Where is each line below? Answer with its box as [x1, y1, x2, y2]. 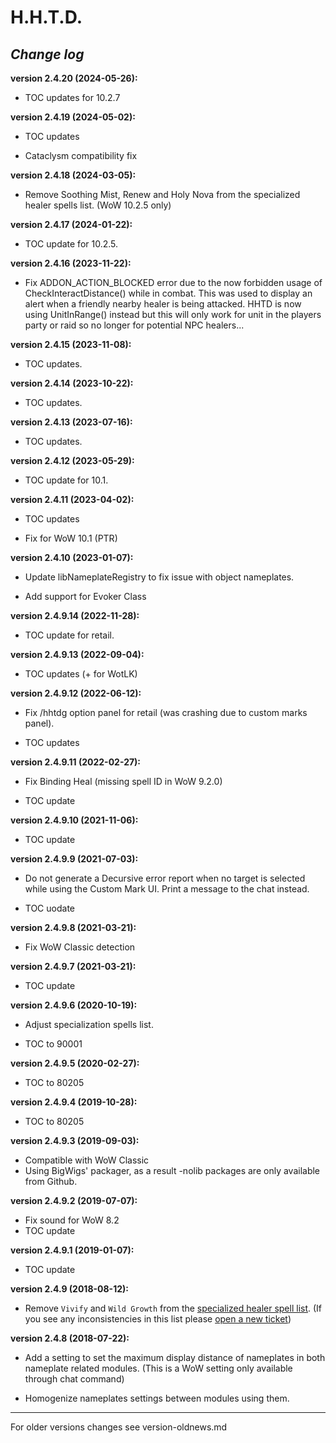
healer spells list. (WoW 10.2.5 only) [24, 199, 172, 211]
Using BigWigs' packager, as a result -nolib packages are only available [24, 1165, 321, 1176]
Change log [10, 46, 85, 63]
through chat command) [24, 1373, 125, 1385]
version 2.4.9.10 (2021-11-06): [10, 814, 139, 826]
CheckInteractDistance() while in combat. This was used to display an [24, 287, 313, 299]
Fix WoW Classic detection [24, 941, 136, 953]
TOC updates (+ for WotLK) [24, 668, 138, 680]
